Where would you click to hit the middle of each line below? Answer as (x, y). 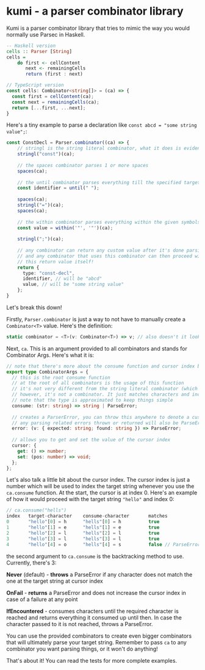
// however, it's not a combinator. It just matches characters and (101, 394)
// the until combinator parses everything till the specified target (109, 182)
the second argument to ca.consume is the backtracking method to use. (95, 556)
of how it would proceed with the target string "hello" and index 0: (91, 499)
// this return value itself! (56, 262)
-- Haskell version (31, 46)
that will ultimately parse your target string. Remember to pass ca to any (97, 642)
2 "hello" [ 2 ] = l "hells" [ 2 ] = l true (83, 533)
